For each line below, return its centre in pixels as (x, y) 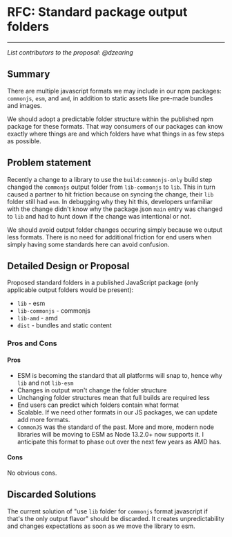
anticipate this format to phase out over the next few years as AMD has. (119, 442)
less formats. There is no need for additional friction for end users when (109, 237)
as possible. (24, 141)
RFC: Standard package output (97, 12)
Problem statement (49, 163)
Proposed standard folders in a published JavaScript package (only (103, 283)
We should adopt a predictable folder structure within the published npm (110, 119)
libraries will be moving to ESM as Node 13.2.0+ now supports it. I (110, 434)
